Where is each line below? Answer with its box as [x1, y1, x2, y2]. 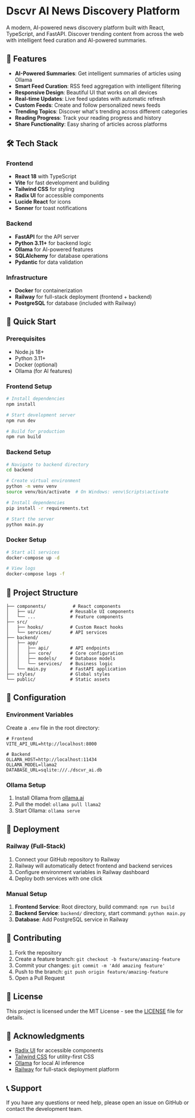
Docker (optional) [14, 361, 58, 368]
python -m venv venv [6, 483, 58, 490]
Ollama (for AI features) [14, 367, 73, 374]
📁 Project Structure [6, 588, 78, 598]
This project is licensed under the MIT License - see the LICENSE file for [6, 1007, 183, 1015]
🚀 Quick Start [6, 317, 56, 327]
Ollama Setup [6, 780, 46, 789]
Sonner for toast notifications [14, 205, 87, 212]
